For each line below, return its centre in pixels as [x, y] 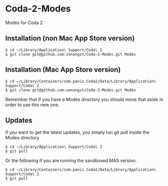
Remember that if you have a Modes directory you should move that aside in [84, 99]
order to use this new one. [32, 105]
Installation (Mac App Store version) [63, 70]
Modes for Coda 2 [24, 23]
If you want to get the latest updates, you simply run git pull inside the [77, 132]
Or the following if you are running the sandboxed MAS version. [71, 160]
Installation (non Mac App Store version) [70, 38]
